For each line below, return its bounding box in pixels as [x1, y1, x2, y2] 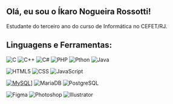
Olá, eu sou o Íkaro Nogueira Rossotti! [6, 7, 151, 17]
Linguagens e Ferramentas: [6, 40, 113, 50]
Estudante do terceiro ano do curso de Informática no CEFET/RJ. [6, 22, 168, 29]
